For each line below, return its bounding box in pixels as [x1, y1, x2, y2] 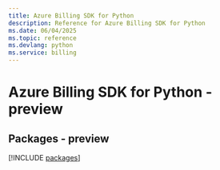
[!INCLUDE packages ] [8, 153, 81, 162]
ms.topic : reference [8, 34, 78, 42]
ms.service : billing [8, 49, 78, 57]
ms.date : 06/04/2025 [8, 26, 78, 34]
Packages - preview [8, 132, 110, 145]
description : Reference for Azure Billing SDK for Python [8, 19, 206, 27]
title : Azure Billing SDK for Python [8, 11, 134, 20]
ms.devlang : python [8, 42, 74, 49]
